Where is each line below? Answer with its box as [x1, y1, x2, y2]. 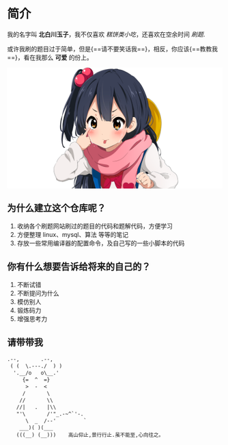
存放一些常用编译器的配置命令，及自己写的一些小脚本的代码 [16, 239, 185, 247]
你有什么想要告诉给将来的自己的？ [7, 261, 151, 272]
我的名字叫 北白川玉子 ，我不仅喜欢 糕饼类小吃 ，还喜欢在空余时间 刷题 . [7, 30, 205, 38]
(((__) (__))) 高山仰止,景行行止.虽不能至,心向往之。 [16, 432, 164, 439]
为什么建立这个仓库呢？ [7, 203, 106, 214]
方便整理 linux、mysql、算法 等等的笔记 [16, 230, 128, 238]
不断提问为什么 [16, 289, 59, 297]
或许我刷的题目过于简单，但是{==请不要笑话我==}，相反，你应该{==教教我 [7, 44, 218, 53]
